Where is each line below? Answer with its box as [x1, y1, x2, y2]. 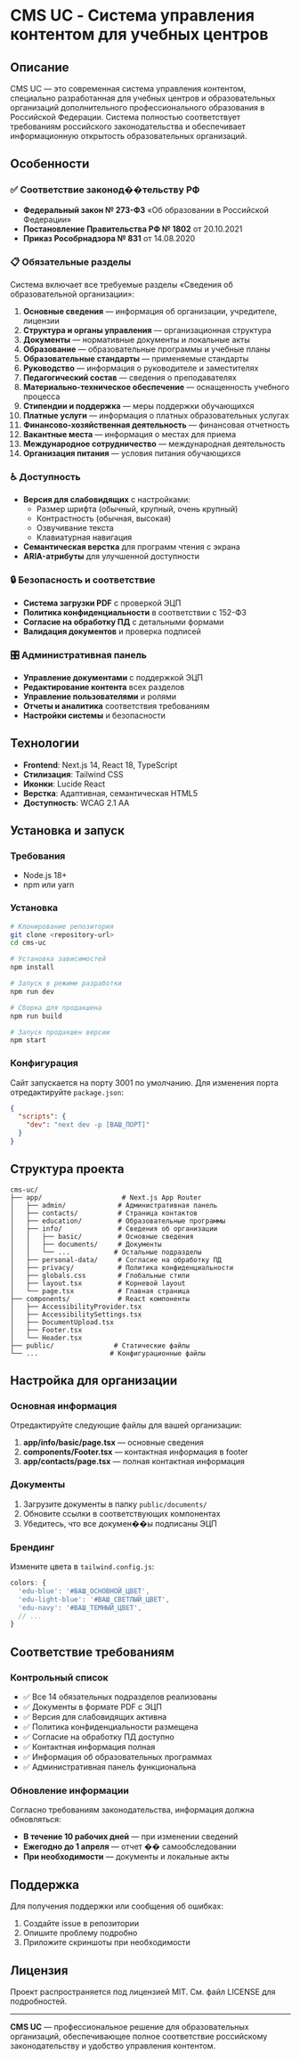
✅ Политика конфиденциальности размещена [22, 1722, 199, 1732]
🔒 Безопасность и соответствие [10, 574, 156, 586]
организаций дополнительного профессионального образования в [10, 102, 265, 112]
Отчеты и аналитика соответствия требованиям [22, 700, 210, 711]
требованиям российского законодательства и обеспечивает [10, 121, 246, 132]
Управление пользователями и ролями [22, 691, 177, 702]
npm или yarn [22, 879, 75, 891]
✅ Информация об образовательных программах [22, 1752, 213, 1762]
